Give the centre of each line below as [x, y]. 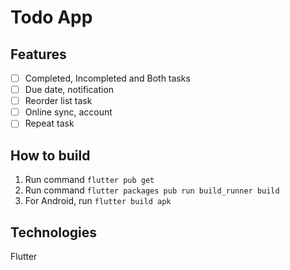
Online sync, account [68, 112]
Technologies [54, 232]
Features [38, 54]
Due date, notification [69, 90]
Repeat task [49, 123]
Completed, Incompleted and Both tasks [107, 78]
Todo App [51, 17]
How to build [50, 155]
